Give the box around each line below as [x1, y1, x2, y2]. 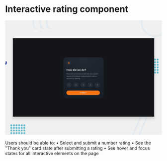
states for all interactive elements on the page [5, 151, 99, 157]
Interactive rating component [5, 3, 128, 15]
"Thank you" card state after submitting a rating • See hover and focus [5, 145, 150, 151]
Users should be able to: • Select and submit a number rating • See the [5, 140, 151, 146]
